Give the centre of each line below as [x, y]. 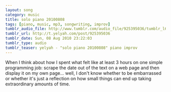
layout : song [19, 10]
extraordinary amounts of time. [38, 84]
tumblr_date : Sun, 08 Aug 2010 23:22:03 [49, 39]
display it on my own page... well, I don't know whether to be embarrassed [83, 73]
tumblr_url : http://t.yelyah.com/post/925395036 [58, 34]
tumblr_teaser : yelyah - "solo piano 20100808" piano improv [72, 48]
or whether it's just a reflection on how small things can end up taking [78, 78]
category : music [22, 15]
